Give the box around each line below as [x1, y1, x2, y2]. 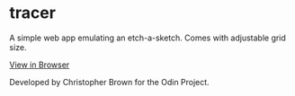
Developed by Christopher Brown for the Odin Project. [9, 76, 210, 87]
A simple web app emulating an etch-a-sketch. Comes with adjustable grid [9, 32, 286, 43]
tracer [9, 3, 57, 23]
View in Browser [9, 59, 70, 70]
